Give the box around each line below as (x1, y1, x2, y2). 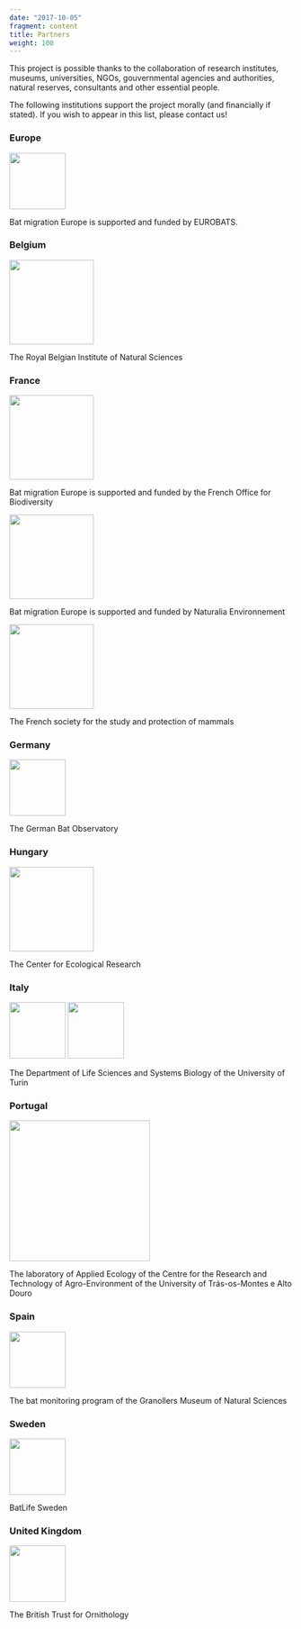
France (9, 374, 40, 387)
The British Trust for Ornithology (9, 1609, 129, 1620)
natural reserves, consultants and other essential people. (9, 82, 220, 93)
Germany (9, 739, 51, 751)
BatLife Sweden (9, 1502, 68, 1513)
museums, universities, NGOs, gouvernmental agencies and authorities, (9, 73, 275, 84)
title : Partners (9, 30, 70, 39)
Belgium (9, 239, 47, 251)
